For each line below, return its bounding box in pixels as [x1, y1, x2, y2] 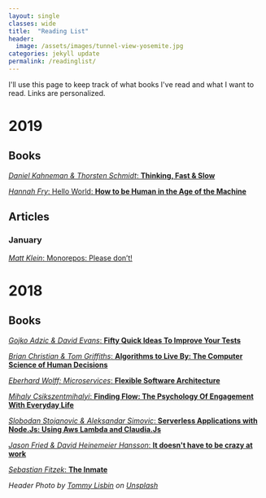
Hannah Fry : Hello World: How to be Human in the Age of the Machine [8, 186, 246, 196]
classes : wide [8, 20, 57, 28]
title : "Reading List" [8, 27, 89, 35]
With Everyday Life [8, 400, 75, 409]
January [8, 234, 42, 246]
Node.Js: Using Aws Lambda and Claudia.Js [8, 424, 161, 434]
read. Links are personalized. [8, 88, 106, 98]
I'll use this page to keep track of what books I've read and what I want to [8, 79, 255, 90]
